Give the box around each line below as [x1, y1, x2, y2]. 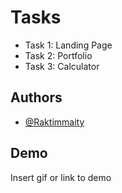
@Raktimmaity [24, 116, 85, 128]
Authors [10, 89, 63, 106]
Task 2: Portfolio [24, 49, 93, 61]
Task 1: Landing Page [24, 39, 113, 51]
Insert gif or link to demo [10, 171, 112, 183]
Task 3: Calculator [24, 60, 100, 72]
